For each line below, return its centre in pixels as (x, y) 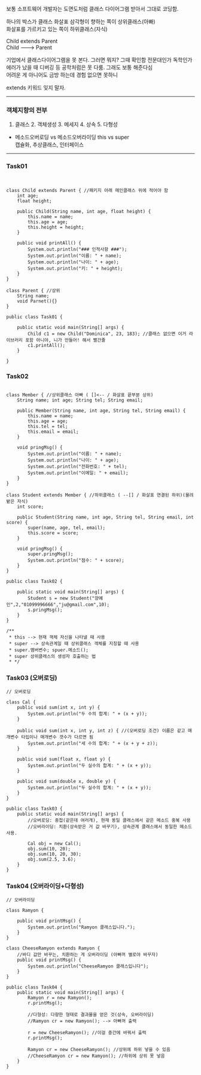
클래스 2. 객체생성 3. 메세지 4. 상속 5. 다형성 (66, 124)
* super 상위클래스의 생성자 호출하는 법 (52, 656)
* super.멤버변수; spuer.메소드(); (48, 650)
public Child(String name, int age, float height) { (84, 211)
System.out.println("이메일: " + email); (78, 473)
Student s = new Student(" (61, 598)
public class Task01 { (34, 317)
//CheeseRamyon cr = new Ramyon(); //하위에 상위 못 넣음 (96, 1056)
